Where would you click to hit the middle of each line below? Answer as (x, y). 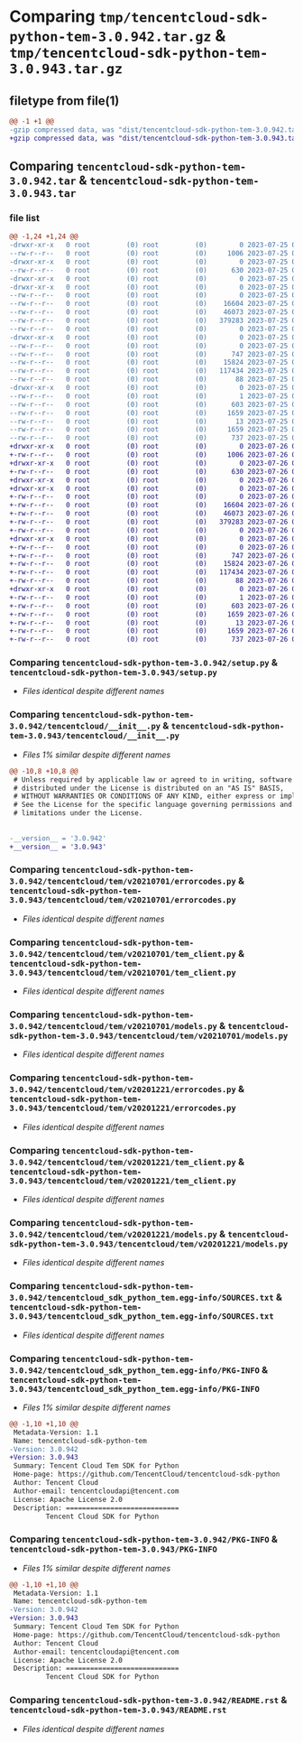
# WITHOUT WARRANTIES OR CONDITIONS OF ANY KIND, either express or (145, 796)
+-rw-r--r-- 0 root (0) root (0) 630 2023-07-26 (149, 471)
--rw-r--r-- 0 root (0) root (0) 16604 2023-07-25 (149, 304)
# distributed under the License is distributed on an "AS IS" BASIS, (148, 788)
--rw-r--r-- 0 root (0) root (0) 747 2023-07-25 (149, 354)
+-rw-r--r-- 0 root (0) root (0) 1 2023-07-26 (149, 598)
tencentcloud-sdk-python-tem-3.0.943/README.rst (118, 1711)
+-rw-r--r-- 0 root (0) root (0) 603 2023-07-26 (149, 606)
